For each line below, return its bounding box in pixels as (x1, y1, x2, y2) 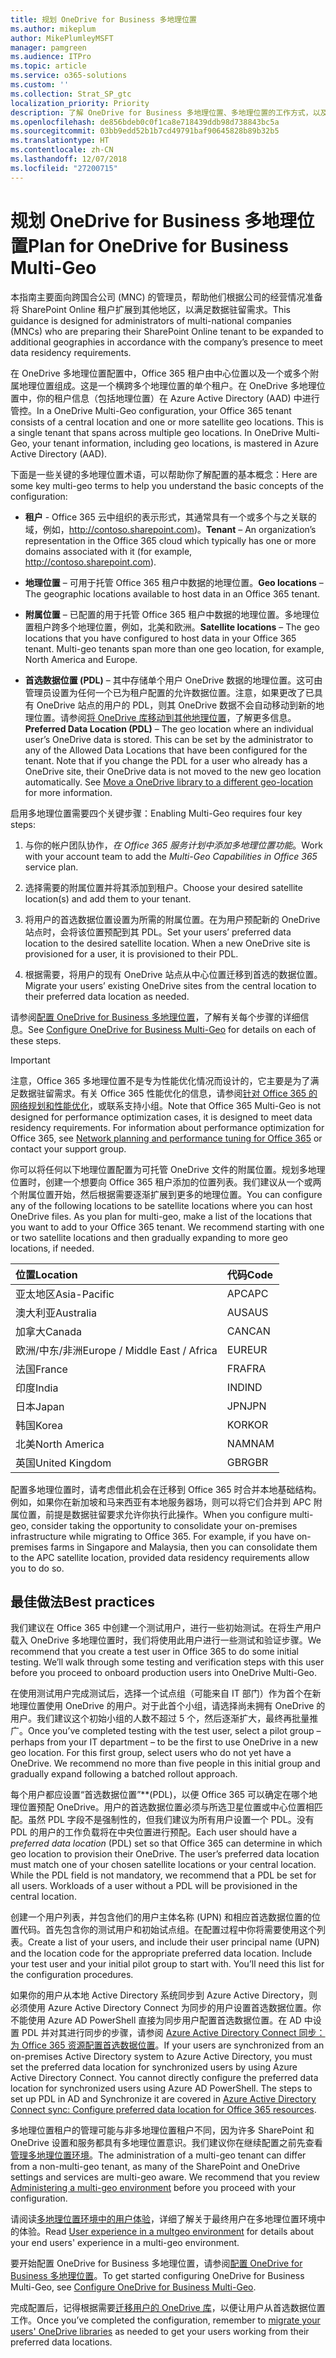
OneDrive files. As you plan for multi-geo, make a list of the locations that (10, 1210, 313, 1222)
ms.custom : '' (10, 80, 70, 90)
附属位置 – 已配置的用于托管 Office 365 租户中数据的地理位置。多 (24, 608, 294, 620)
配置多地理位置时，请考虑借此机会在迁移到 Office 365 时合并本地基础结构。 (10, 1483, 322, 1495)
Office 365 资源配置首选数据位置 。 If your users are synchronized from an (21, 2039, 325, 2051)
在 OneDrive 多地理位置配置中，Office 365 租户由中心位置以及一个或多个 (10, 367, 311, 379)
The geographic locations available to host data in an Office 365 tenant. (24, 587, 321, 600)
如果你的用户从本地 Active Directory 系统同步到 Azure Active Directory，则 (10, 1989, 318, 2001)
